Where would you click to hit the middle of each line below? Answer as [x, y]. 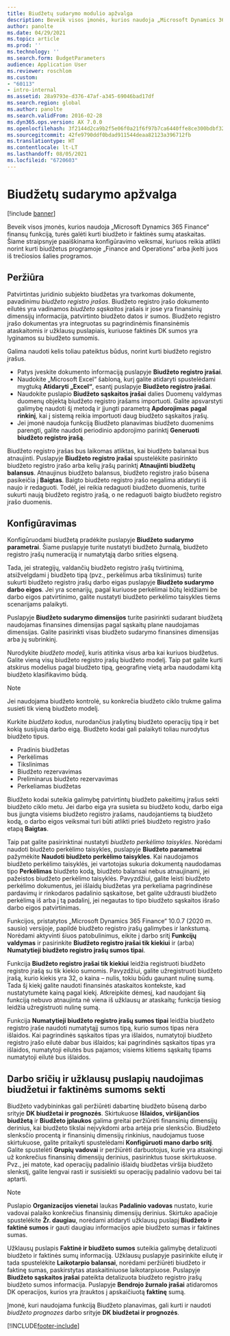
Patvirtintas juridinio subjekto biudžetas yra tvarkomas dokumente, [101, 294]
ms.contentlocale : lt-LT [42, 148]
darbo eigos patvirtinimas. [44, 908]
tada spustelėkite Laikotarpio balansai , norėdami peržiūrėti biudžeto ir [106, 1263]
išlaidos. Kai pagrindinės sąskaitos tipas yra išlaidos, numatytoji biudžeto [110, 1035]
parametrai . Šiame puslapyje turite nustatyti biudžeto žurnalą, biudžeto [108, 547]
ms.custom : [23, 77]
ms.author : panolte [35, 109]
